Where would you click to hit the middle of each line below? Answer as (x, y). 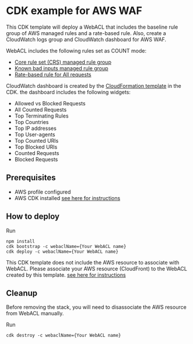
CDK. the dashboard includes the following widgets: (69, 92)
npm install (20, 241)
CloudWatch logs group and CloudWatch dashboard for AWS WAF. (86, 39)
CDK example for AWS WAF (74, 11)
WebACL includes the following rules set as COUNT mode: (76, 50)
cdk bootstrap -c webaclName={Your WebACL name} (66, 246)
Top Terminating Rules (41, 116)
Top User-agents (35, 134)
